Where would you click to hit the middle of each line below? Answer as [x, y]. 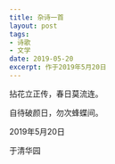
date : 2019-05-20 [41, 59]
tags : [19, 34]
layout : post [33, 26]
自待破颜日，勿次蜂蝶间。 [56, 112]
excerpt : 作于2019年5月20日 [58, 68]
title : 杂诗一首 [37, 17]
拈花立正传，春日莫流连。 [56, 94]
